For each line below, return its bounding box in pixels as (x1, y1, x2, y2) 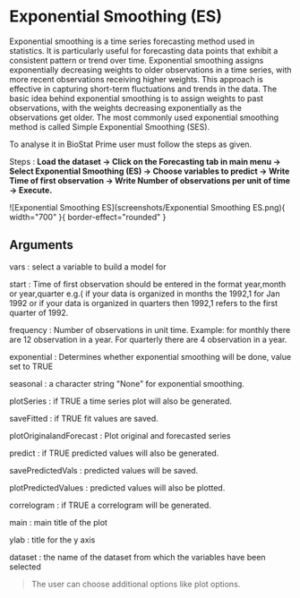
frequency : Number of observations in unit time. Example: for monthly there (9, 324, 291, 335)
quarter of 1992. (9, 307, 69, 318)
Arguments (9, 237, 74, 252)
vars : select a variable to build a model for (9, 261, 167, 272)
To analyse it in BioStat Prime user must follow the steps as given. (9, 139, 253, 149)
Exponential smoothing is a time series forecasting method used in (9, 36, 255, 47)
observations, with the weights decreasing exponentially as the (9, 102, 243, 113)
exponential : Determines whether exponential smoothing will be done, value (9, 351, 292, 362)
